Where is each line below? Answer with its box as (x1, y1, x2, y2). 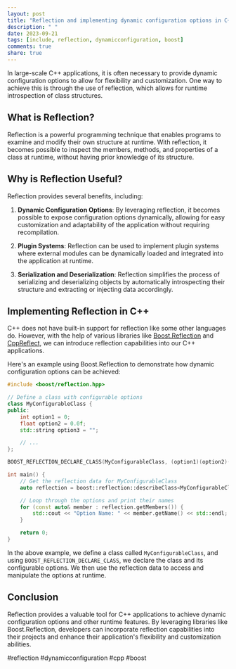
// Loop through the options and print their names (20, 497, 174, 504)
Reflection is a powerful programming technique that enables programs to (7, 130, 221, 139)
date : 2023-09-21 (7, 30, 58, 37)
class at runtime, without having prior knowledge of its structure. (7, 153, 195, 161)
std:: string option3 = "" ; (20, 426, 99, 433)
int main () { (7, 471, 46, 478)
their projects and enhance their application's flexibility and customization (7, 632, 221, 641)
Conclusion (7, 592, 59, 604)
